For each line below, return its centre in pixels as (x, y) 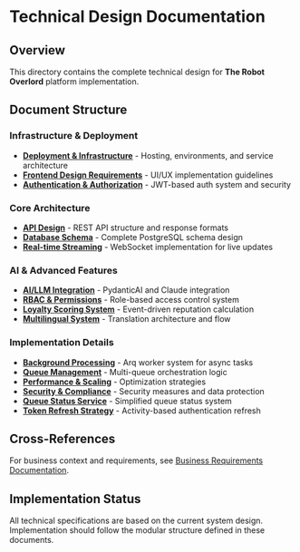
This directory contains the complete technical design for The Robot (137, 72)
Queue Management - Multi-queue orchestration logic (125, 372)
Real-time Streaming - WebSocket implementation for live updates (148, 247)
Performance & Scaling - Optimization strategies (114, 382)
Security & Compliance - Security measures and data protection (143, 391)
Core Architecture (50, 208)
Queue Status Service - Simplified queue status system (127, 401)
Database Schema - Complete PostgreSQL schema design (132, 237)
